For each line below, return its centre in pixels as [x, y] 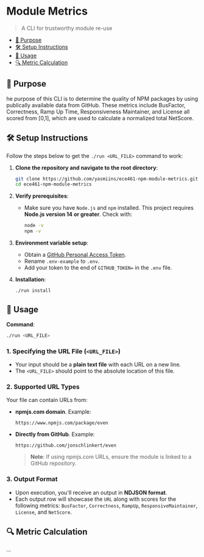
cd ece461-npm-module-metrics [54, 184]
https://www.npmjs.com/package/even [62, 423]
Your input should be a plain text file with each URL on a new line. [98, 364]
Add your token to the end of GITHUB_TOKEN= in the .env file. [98, 268]
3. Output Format [32, 479]
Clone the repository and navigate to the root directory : [86, 167]
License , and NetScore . [43, 512]
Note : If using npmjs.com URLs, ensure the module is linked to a [111, 457]
